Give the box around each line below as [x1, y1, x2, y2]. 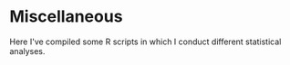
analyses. [9, 45, 46, 56]
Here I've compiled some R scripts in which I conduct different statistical [9, 36, 282, 47]
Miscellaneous [9, 6, 123, 27]
